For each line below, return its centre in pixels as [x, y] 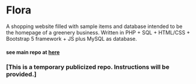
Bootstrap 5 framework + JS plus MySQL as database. [72, 38]
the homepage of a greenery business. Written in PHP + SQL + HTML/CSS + [98, 32]
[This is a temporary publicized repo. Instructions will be [88, 67]
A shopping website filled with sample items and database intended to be [94, 26]
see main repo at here [33, 52]
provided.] [21, 75]
